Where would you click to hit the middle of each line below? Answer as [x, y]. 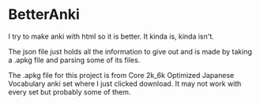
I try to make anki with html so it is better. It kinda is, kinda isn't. [111, 36]
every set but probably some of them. [70, 91]
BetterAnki [44, 15]
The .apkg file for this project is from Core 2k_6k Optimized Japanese [121, 75]
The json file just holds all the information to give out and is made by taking [130, 51]
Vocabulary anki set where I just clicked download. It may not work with [125, 84]
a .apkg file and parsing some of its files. [74, 60]
